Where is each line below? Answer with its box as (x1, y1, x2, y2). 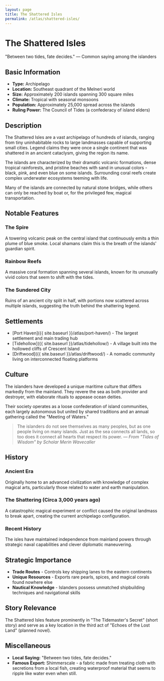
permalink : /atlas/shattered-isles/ (5, 16, 80, 21)
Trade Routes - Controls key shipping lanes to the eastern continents (12, 569, 152, 574)
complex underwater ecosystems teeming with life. (5, 175, 108, 181)
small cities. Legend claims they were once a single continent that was (5, 144, 147, 150)
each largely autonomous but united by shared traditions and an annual (5, 409, 149, 414)
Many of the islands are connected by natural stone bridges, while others (5, 185, 153, 191)
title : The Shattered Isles (5, 12, 63, 17)
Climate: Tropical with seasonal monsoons (12, 97, 99, 103)
